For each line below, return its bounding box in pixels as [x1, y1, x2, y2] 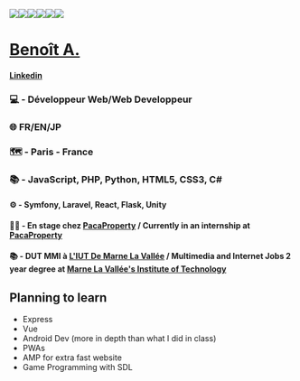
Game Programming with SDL [22, 362, 133, 373]
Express [22, 314, 53, 325]
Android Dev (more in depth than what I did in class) [22, 333, 217, 344]
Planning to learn [9, 290, 108, 305]
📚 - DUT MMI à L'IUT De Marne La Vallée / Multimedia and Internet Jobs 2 [9, 251, 292, 262]
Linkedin [9, 70, 42, 80]
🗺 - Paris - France [9, 145, 94, 158]
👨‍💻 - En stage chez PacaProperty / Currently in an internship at [9, 219, 250, 230]
